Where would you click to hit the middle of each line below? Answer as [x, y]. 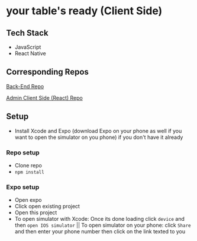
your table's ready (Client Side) [84, 11]
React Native [30, 53]
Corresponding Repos [47, 72]
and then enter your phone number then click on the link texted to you [100, 232]
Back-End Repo [25, 86]
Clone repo [28, 165]
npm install [29, 172]
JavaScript [28, 47]
